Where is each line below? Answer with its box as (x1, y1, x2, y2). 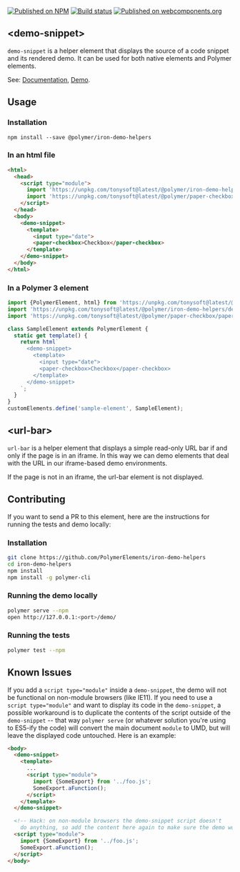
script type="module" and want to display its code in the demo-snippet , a (7, 701, 221, 709)
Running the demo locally (7, 591, 98, 601)
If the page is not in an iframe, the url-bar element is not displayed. (7, 472, 204, 481)
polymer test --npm (7, 646, 66, 653)
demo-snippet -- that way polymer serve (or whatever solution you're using (7, 716, 226, 724)
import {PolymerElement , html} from (7, 299, 116, 306)
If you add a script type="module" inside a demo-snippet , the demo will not (7, 686, 227, 694)
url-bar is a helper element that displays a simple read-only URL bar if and (7, 443, 228, 452)
